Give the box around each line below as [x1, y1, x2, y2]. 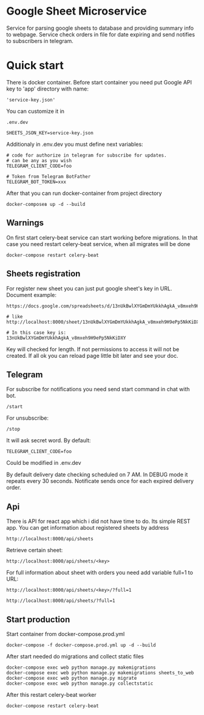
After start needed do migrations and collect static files [6, 652, 144, 660]
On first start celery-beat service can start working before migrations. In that [6, 234, 198, 241]
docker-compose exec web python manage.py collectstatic [6, 680, 154, 686]
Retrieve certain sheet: [6, 547, 63, 554]
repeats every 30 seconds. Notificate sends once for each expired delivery [6, 477, 194, 485]
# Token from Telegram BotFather [6, 173, 91, 180]
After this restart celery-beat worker [6, 691, 97, 698]
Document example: [6, 291, 56, 298]
